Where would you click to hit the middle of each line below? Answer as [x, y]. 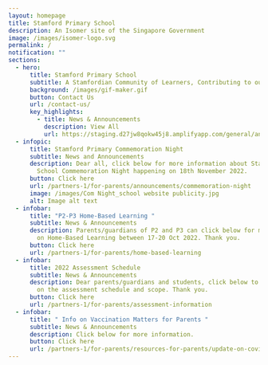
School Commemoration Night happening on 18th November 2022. [142, 171]
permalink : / [30, 45]
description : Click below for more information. [112, 334]
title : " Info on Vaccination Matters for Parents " [119, 320]
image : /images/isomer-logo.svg [62, 38]
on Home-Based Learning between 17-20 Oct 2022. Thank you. [139, 238]
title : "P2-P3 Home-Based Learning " [92, 216]
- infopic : [33, 141]
